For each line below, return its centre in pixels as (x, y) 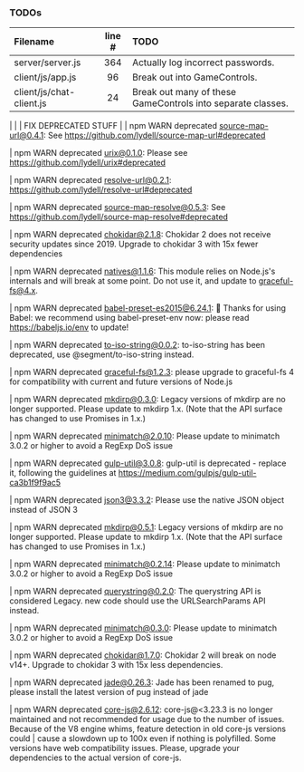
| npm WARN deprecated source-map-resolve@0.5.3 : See (118, 207)
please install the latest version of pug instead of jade (109, 692)
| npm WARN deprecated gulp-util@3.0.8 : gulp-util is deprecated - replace (148, 463)
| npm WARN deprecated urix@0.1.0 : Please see (99, 153)
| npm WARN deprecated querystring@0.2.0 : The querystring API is (135, 592)
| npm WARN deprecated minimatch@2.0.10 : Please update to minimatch (145, 436)
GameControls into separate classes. (211, 103)
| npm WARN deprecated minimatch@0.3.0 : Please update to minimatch (143, 628)
